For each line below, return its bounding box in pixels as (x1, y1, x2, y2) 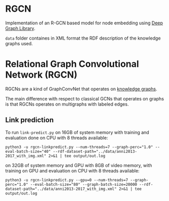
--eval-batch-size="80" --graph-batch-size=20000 (30, 182, 138, 187)
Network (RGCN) (5, 69, 78, 81)
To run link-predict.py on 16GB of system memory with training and (5, 129, 150, 135)
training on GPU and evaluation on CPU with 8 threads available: (5, 167, 140, 174)
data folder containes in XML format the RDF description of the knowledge (5, 35, 161, 41)
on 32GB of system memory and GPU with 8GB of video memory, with (5, 162, 152, 168)
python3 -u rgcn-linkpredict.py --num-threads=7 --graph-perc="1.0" (5, 144, 153, 150)
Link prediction (5, 116, 54, 124)
